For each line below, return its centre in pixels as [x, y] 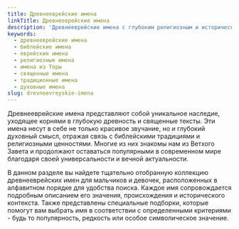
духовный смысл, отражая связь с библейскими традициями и [104, 137]
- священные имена [41, 73]
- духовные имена [39, 87]
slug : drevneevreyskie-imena [51, 93]
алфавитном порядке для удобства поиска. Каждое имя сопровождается [119, 188]
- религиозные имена [44, 60]
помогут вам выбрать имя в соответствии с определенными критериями [119, 211]
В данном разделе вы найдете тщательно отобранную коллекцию [108, 173]
